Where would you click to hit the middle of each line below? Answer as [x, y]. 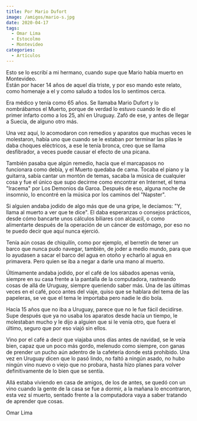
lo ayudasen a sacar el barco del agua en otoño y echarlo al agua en [89, 255]
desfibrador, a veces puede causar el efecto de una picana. [78, 152]
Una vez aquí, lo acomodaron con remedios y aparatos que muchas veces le [99, 133]
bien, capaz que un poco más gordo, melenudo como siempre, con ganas [96, 345]
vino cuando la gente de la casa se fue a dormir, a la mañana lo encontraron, [99, 389]
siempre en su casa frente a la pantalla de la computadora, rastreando [91, 279]
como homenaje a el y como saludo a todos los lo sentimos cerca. [86, 91]
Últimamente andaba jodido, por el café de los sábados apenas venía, [91, 273]
